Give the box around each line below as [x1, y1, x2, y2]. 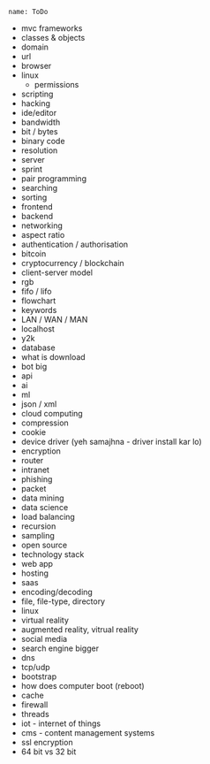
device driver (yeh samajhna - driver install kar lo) [20, 437, 202, 447]
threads [20, 709, 49, 719]
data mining [20, 493, 64, 503]
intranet [20, 464, 50, 475]
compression [20, 417, 70, 428]
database [20, 342, 56, 353]
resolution [20, 145, 58, 156]
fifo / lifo [20, 286, 52, 296]
